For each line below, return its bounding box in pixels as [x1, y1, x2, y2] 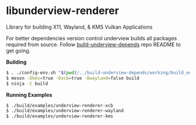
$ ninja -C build [6, 81, 48, 86]
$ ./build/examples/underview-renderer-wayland [6, 108, 124, 114]
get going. [6, 47, 31, 54]
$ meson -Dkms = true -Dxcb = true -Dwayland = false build [6, 75, 140, 81]
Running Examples [6, 91, 52, 98]
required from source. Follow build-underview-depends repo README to [6, 41, 181, 48]
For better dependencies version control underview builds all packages [6, 34, 177, 41]
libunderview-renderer [6, 4, 120, 18]
